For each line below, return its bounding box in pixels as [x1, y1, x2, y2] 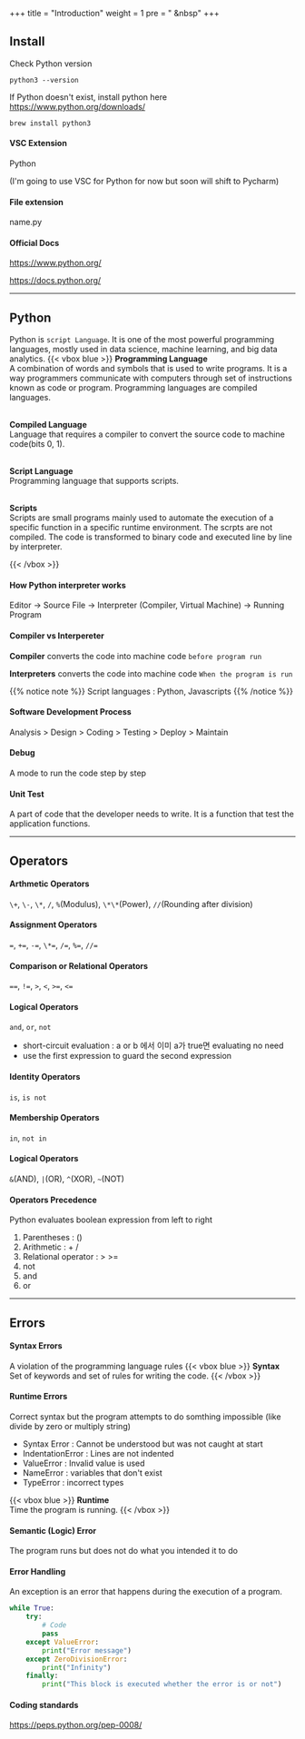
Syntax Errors [9, 1340, 63, 1351]
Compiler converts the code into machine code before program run [9, 650, 262, 661]
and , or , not [9, 1022, 52, 1033]
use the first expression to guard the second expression [22, 1051, 232, 1062]
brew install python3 [9, 118, 92, 128]
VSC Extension [9, 138, 68, 149]
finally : [25, 1671, 59, 1681]
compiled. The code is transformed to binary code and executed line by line [9, 531, 292, 543]
